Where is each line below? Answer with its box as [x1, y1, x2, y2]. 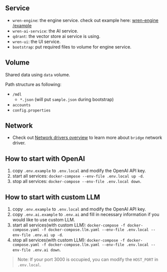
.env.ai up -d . [32, 232, 63, 238]
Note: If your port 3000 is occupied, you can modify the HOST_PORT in [17, 256, 159, 262]
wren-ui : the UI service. [12, 38, 61, 44]
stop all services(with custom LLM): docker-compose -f [12, 237, 125, 243]
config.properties [12, 107, 51, 113]
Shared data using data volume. [5, 71, 71, 77]
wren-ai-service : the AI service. [12, 27, 78, 34]
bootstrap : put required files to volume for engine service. [12, 43, 132, 49]
